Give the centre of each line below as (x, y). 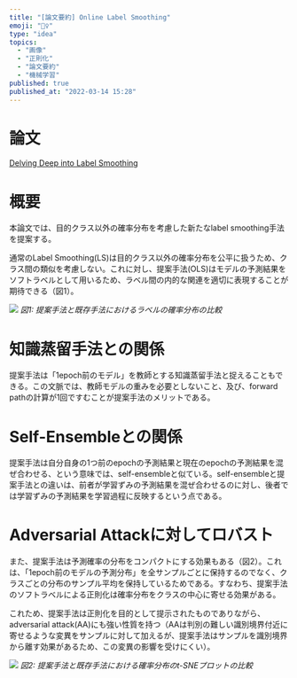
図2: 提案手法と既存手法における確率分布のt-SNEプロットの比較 (137, 666)
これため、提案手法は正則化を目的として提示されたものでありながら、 (137, 613)
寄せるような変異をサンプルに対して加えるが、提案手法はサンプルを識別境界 (148, 635)
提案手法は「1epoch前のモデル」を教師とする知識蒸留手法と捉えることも (142, 375)
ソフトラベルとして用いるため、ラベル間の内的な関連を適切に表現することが (149, 280)
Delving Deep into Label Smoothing (74, 163)
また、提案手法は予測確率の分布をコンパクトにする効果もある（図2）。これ (145, 561)
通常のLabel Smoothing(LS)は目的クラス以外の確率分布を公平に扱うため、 (145, 258)
